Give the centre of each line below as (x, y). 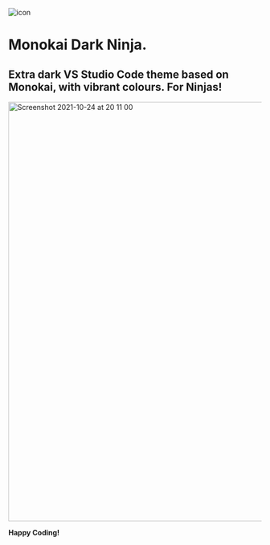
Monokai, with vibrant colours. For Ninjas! (115, 87)
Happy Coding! (34, 533)
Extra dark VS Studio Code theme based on (119, 74)
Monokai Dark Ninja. (78, 45)
